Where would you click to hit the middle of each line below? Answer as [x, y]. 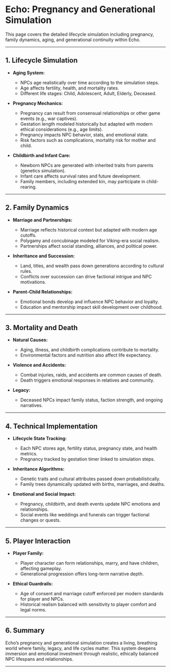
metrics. [29, 454]
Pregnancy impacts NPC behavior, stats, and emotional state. [84, 135]
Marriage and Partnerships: [42, 220]
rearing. [28, 187]
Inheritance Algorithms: [38, 469]
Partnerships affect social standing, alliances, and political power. [89, 246]
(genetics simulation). [43, 170]
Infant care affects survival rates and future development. [81, 176]
